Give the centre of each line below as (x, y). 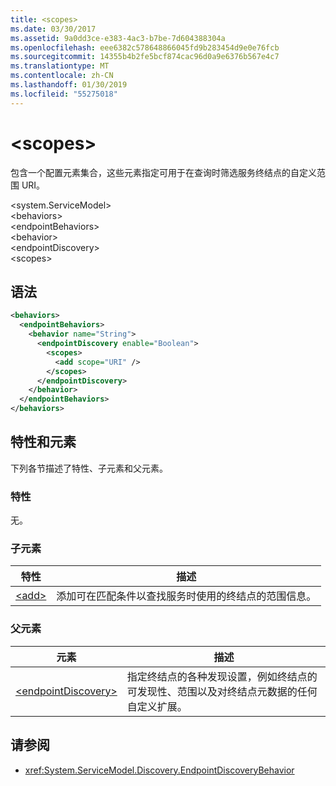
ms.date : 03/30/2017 (53, 29)
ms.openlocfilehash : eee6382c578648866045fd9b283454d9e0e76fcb (145, 47)
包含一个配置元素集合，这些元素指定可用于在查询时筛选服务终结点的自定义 (163, 172)
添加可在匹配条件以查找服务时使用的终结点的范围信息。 (186, 596)
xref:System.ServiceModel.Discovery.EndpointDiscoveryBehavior (159, 770)
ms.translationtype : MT (60, 66)
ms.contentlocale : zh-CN (62, 76)
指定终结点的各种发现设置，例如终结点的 (222, 676)
